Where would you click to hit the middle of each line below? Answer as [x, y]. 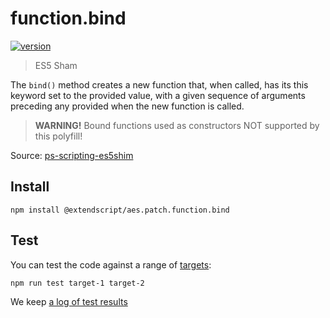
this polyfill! [58, 136]
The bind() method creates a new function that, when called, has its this [159, 84]
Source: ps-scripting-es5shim [72, 155]
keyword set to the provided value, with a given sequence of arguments [158, 95]
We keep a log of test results [69, 301]
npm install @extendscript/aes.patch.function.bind [120, 210]
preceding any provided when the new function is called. [127, 106]
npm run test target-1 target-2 [77, 283]
